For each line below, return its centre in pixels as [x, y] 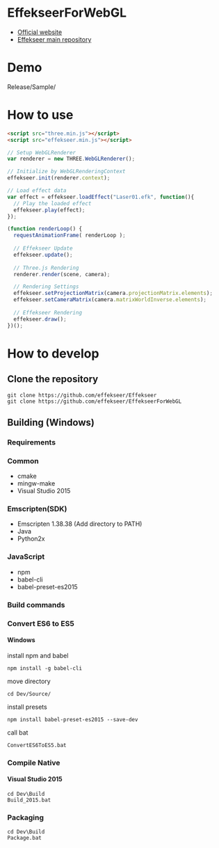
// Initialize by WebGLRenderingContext [67, 172]
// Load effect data [37, 191]
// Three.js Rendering [46, 268]
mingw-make [36, 483]
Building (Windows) [51, 422]
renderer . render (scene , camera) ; [62, 274]
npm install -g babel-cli [44, 668]
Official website [40, 32]
